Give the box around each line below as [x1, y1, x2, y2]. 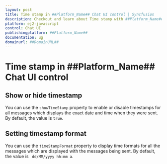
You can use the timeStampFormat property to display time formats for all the [5, 143, 161, 149]
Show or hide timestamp [5, 91, 83, 100]
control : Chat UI [5, 26, 41, 31]
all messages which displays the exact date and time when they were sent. [5, 110, 158, 116]
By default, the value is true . [5, 115, 64, 121]
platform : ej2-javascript [5, 21, 59, 26]
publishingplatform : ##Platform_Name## [5, 30, 88, 35]
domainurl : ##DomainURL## [5, 40, 59, 45]
